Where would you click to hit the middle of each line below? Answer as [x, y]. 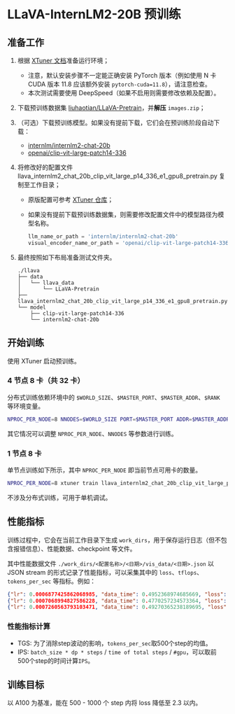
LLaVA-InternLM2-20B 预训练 [94, 14]
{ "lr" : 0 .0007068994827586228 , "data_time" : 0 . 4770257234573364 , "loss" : [117, 601]
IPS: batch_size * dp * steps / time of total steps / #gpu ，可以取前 [117, 652]
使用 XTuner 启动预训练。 [44, 360]
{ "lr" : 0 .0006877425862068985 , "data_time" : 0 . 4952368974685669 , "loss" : [117, 594]
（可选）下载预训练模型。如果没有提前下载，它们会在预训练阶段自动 [115, 122]
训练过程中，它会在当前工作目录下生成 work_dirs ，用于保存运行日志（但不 [114, 540]
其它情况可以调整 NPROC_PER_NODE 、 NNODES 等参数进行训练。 [93, 433]
